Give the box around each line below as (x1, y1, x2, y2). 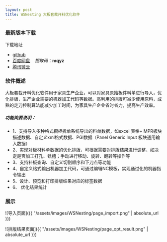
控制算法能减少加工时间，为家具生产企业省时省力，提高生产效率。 (22, 102, 158, 108)
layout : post (5, 7, 32, 12)
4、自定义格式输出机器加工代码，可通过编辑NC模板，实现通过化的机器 (12, 166, 157, 172)
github (12, 51, 26, 57)
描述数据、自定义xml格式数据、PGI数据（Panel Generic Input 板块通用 (12, 134, 156, 140)
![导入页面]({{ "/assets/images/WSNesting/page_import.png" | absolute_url (5, 210, 159, 216)
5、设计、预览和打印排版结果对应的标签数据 (12, 178, 103, 184)
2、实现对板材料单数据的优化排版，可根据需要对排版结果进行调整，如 (12, 147, 155, 153)
